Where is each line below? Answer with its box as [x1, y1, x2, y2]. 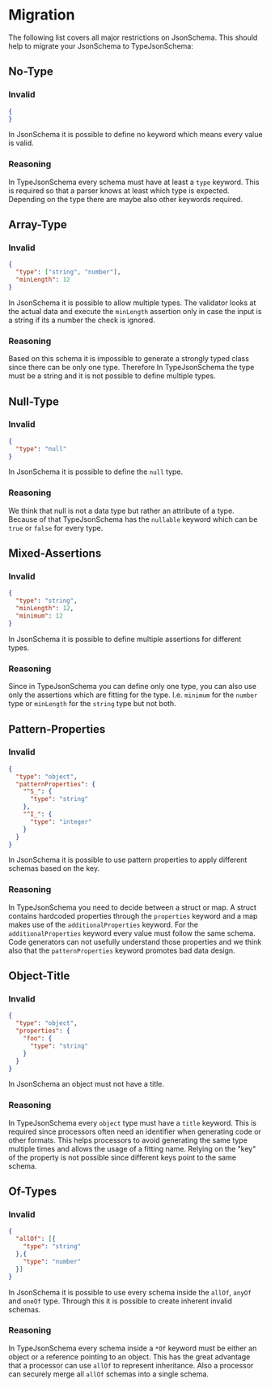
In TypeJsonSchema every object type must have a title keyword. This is [8, 1118, 257, 1127]
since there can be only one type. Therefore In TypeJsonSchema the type [8, 363, 255, 373]
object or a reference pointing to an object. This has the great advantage [8, 1351, 251, 1361]
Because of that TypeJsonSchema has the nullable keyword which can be [8, 514, 258, 524]
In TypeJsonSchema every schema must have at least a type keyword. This [8, 177, 260, 187]
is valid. [8, 138, 34, 148]
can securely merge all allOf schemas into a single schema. [8, 1369, 209, 1379]
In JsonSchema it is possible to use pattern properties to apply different [8, 855, 248, 865]
